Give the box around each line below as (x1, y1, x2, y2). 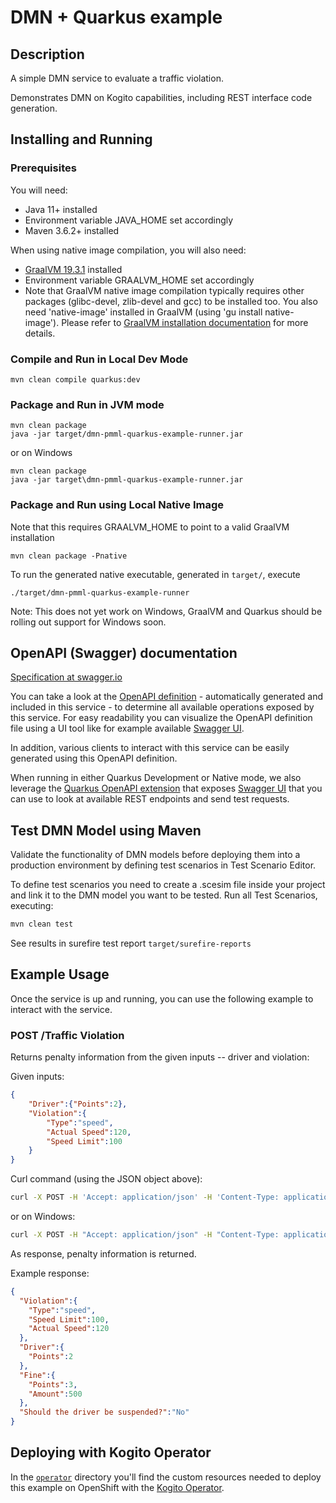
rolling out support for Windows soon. (10, 616, 167, 628)
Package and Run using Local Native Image (10, 498, 224, 512)
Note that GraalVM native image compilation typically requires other (24, 284, 305, 296)
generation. (10, 102, 58, 114)
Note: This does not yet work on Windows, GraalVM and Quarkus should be (10, 605, 323, 617)
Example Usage (10, 966, 110, 983)
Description (10, 46, 85, 63)
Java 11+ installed (24, 203, 98, 215)
